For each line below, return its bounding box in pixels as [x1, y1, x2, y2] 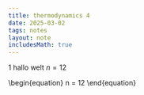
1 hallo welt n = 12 [8, 63, 67, 72]
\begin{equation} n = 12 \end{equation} [8, 78, 137, 88]
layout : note [8, 33, 51, 42]
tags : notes [8, 26, 47, 34]
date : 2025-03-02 [8, 19, 66, 27]
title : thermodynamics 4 [8, 11, 90, 20]
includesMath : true [8, 41, 73, 49]
